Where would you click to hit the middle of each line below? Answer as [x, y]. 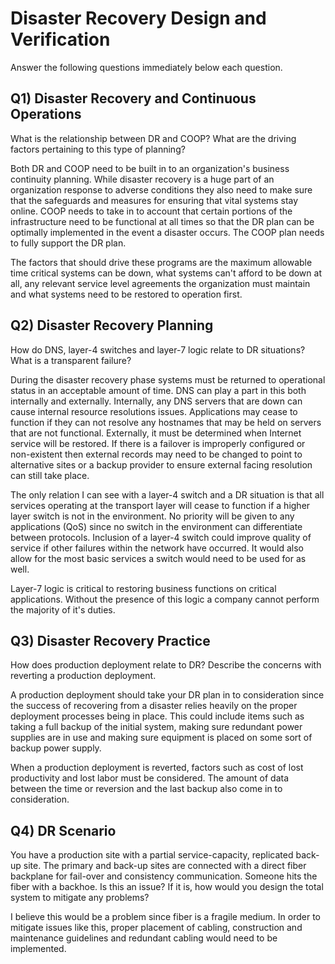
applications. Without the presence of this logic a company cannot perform [165, 599]
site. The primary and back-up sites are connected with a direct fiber [165, 866]
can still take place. [50, 475]
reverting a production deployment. [83, 676]
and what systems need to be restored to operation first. [126, 294]
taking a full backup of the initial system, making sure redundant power [156, 727]
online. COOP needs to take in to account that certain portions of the [151, 211]
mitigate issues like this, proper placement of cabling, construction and [156, 928]
